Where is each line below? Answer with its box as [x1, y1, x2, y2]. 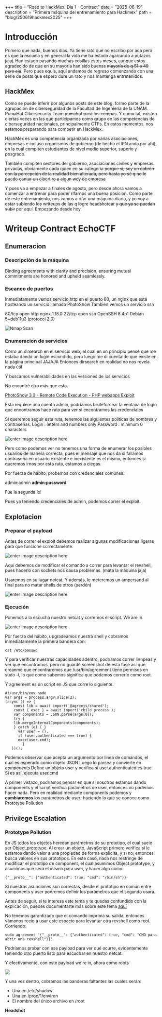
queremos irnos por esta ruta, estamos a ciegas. [5, 461, 102, 467]
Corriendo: [5, 923, 27, 929]
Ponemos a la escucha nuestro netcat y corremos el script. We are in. [5, 615, 144, 621]
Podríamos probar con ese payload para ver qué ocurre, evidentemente [5, 945, 148, 951]
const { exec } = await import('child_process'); [14, 708, 116, 713]
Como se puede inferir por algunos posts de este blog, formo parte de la [5, 100, 149, 106]
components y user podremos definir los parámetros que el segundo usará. [5, 889, 156, 895]
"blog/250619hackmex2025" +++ [5, 15, 73, 20]
